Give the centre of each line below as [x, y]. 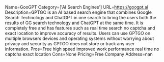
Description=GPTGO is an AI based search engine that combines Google [79, 12]
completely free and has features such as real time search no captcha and [80, 28]
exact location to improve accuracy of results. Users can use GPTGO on [78, 33]
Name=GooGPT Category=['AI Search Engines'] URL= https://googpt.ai [77, 7]
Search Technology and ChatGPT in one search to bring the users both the [81, 17]
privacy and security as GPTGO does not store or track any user [70, 44]
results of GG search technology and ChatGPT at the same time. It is [74, 23]
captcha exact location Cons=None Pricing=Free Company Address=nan [79, 54]
